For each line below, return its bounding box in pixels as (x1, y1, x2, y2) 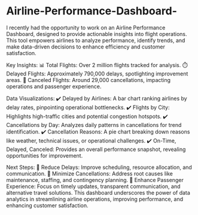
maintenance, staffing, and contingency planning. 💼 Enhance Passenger (6, 176, 184, 183)
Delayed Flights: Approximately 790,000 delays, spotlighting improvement (6, 70, 188, 77)
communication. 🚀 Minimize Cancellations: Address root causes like (6, 169, 173, 177)
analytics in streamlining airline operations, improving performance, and (6, 195, 184, 202)
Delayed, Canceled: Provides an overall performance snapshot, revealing (6, 146, 186, 153)
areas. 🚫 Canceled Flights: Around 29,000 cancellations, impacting (6, 76, 171, 83)
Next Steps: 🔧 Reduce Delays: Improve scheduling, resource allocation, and (6, 163, 193, 171)
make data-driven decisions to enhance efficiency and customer (6, 43, 166, 50)
